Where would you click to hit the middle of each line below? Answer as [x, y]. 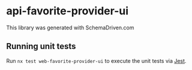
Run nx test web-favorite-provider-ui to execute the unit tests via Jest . [96, 60]
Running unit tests [41, 46]
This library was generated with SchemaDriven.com [70, 28]
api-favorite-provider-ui [67, 11]
